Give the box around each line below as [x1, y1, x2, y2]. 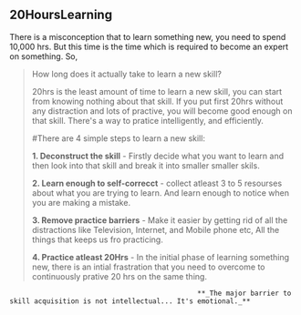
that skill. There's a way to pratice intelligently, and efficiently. [31, 115, 265, 126]
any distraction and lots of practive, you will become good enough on [31, 105, 293, 117]
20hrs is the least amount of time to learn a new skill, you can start [31, 86, 283, 97]
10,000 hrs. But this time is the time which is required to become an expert [9, 41, 289, 52]
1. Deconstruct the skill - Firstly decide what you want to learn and [31, 150, 285, 161]
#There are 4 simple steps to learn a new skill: [31, 132, 205, 144]
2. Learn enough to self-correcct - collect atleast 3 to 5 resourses [31, 178, 283, 188]
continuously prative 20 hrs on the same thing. [31, 270, 208, 281]
